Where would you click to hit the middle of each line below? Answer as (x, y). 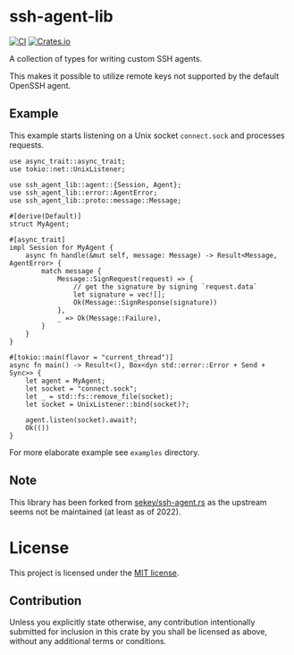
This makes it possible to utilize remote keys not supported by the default (144, 76)
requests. (27, 144)
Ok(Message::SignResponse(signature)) (145, 302)
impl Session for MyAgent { (62, 247)
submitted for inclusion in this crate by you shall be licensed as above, (139, 632)
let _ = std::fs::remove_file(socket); (100, 396)
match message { (71, 271)
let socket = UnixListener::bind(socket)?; (108, 404)
